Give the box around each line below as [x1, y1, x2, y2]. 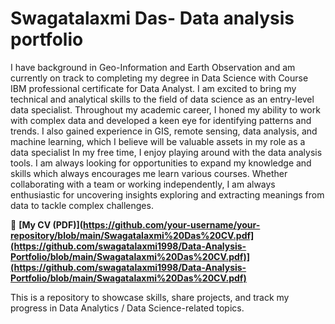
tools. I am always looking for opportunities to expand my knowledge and [10, 157, 312, 169]
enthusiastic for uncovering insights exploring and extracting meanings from [10, 188, 325, 201]
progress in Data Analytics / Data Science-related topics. [10, 302, 245, 314]
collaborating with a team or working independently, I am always [10, 178, 276, 190]
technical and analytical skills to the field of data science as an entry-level [10, 93, 315, 105]
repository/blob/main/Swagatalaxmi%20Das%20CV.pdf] [10, 229, 255, 241]
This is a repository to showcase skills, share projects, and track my [10, 291, 290, 303]
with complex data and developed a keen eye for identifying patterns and [10, 114, 312, 126]
